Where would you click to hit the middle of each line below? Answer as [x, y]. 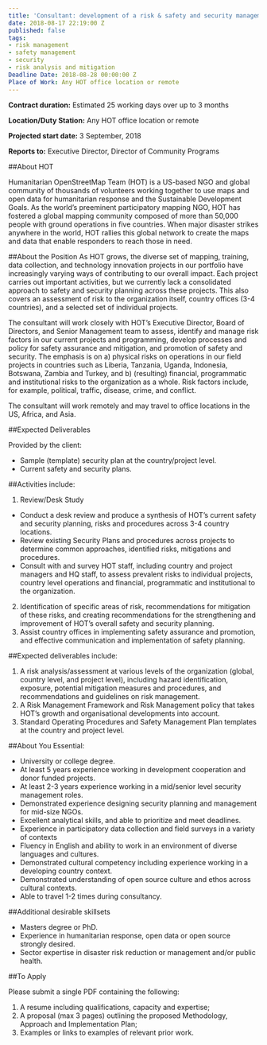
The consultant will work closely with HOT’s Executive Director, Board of [126, 322]
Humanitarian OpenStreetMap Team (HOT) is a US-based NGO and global [129, 182]
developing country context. [66, 871]
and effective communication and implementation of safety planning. [132, 640]
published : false [37, 30]
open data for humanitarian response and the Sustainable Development [125, 199]
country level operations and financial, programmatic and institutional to [137, 582]
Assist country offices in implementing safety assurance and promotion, [137, 631]
